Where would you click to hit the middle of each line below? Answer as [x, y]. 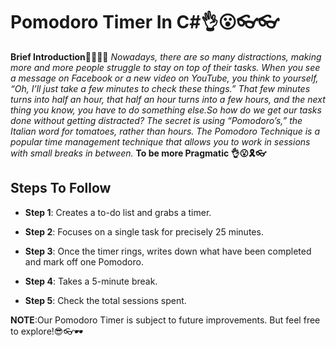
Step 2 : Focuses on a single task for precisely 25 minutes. [144, 231]
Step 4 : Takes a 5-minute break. [91, 281]
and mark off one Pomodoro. [84, 261]
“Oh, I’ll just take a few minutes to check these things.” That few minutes [160, 88]
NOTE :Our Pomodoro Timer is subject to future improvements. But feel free [165, 320]
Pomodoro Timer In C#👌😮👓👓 [145, 22]
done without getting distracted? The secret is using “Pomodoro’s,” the [156, 120]
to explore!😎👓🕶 [47, 331]
